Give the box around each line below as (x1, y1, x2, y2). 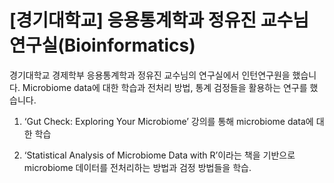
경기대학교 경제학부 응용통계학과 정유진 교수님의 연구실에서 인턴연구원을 (9, 69, 291, 81)
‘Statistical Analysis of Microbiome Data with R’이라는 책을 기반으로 (23, 149, 296, 161)
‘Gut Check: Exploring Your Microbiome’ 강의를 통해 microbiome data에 (23, 115, 314, 127)
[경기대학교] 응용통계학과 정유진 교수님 (9, 9, 309, 32)
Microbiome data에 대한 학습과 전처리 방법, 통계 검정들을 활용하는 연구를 (22, 81, 308, 93)
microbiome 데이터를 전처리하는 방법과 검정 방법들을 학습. (23, 161, 252, 173)
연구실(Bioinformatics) (9, 34, 196, 57)
